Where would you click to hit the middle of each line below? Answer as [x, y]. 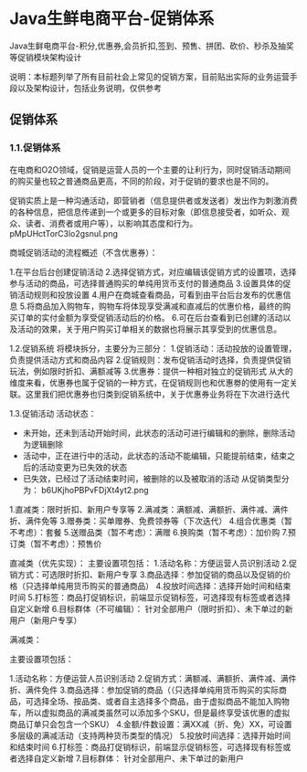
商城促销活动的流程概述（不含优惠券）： [84, 252]
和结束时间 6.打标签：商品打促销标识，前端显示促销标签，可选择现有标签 [146, 746]
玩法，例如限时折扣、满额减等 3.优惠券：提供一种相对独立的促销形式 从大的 [152, 371]
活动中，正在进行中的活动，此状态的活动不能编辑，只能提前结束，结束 [155, 455]
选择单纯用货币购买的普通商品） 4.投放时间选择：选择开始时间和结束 [162, 586]
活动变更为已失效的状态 [83, 467]
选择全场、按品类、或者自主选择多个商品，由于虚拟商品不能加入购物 [161, 701]
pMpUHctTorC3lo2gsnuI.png [64, 233]
